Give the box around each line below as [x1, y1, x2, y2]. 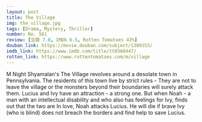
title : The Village [6, 14, 56, 21]
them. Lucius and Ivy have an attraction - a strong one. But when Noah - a [6, 89, 191, 97]
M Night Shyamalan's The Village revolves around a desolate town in [6, 70, 177, 77]
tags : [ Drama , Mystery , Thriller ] [6, 25, 94, 32]
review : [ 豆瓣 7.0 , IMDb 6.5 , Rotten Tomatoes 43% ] [6, 37, 138, 43]
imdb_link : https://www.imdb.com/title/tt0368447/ [6, 48, 137, 54]
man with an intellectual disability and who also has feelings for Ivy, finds [6, 96, 188, 103]
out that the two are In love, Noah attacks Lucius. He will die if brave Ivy [6, 102, 185, 109]
